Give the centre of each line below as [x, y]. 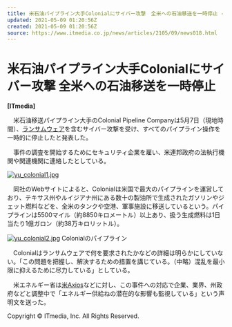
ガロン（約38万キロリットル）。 [78, 224]
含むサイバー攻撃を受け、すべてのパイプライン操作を [145, 129]
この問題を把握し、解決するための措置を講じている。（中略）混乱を [117, 262]
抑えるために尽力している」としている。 [76, 270]
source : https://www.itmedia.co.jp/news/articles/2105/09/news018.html [112, 33]
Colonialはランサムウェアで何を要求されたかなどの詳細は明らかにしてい [115, 253]
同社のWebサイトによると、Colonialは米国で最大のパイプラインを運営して [118, 189]
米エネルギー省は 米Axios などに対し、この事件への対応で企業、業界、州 [115, 285]
